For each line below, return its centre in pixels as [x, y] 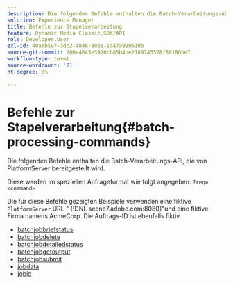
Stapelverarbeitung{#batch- [91, 127]
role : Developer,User [38, 40]
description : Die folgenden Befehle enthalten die [82, 14]
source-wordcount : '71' [42, 65]
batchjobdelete [39, 237]
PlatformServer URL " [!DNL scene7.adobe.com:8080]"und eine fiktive [108, 209]
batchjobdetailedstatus [50, 245]
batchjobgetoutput [44, 252]
